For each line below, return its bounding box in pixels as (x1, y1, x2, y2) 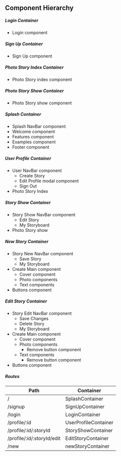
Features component (12, 134, 54, 140)
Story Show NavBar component (12, 212, 75, 218)
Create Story (19, 173, 45, 179)
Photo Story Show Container (5, 88, 64, 94)
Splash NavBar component (12, 124, 66, 130)
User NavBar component (12, 168, 62, 173)
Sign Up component (12, 53, 52, 59)
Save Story (19, 256, 42, 262)
